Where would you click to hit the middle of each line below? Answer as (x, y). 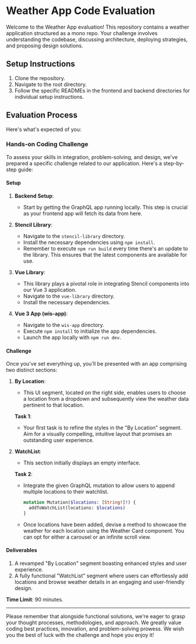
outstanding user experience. (59, 440)
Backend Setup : (34, 196)
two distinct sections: (32, 370)
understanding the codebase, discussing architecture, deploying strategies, (97, 39)
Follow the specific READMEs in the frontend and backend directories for (102, 90)
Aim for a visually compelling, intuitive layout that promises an (97, 434)
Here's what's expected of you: (44, 129)
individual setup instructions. (49, 97)
